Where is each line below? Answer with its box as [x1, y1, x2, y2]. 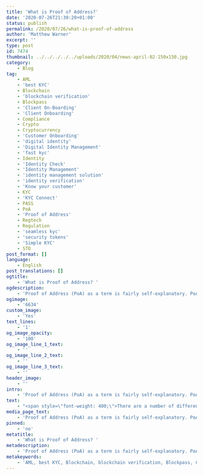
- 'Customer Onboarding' [17, 133, 80, 139]
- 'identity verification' [17, 178, 85, 184]
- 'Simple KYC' [17, 240, 56, 246]
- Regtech [17, 218, 42, 224]
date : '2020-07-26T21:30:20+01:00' [6, 15, 96, 21]
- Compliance [17, 116, 50, 122]
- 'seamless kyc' [17, 228, 61, 234]
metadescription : [6, 443, 50, 449]
